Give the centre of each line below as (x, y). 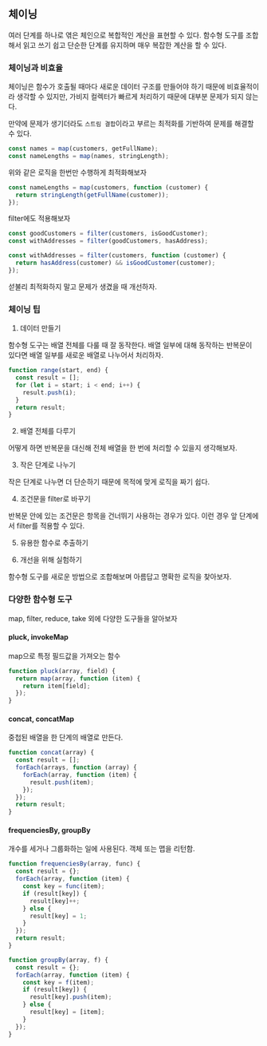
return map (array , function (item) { (78, 678)
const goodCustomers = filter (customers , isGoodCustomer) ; (108, 234)
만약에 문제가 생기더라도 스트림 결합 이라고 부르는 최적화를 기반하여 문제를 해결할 (131, 124)
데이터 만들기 (40, 328)
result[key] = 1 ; (58, 916)
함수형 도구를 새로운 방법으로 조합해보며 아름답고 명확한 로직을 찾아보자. (120, 576)
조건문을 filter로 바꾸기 (55, 499)
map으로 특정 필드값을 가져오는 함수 (65, 656)
